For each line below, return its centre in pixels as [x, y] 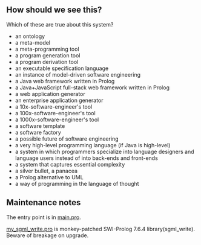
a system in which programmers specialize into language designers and [104, 151]
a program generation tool [48, 55]
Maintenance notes [44, 202]
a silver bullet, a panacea [46, 171]
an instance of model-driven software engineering [78, 74]
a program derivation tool [47, 62]
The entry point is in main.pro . [44, 217]
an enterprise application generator [59, 100]
